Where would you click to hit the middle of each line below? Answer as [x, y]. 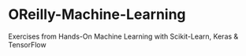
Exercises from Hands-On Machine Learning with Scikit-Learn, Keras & [123, 36]
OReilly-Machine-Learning [97, 15]
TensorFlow [27, 44]
